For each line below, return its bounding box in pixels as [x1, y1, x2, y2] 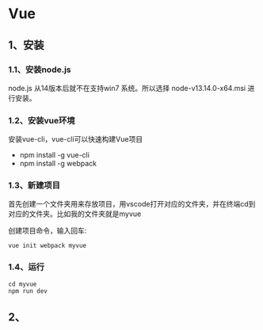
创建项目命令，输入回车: [8, 226, 87, 236]
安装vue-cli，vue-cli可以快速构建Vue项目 [8, 135, 143, 144]
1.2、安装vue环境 [8, 115, 75, 126]
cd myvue [8, 280, 37, 288]
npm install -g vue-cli [19, 150, 90, 160]
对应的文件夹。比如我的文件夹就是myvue [8, 209, 142, 218]
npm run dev [8, 286, 48, 295]
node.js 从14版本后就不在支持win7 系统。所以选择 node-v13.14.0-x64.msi [8, 83, 246, 93]
